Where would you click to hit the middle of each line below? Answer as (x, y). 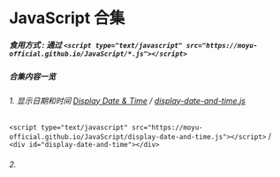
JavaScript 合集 (67, 18)
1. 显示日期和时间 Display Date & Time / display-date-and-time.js (127, 100)
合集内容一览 (32, 77)
